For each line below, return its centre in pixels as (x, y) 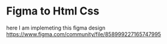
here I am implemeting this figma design (56, 28)
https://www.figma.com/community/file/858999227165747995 (83, 34)
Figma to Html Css (53, 11)
